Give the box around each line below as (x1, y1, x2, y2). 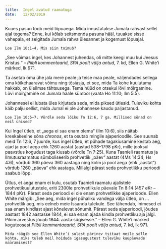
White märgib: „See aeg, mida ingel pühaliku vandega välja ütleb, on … (5, 195, 149, 201)
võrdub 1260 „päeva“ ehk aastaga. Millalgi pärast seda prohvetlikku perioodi (5, 165, 161, 171)
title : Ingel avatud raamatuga (5, 7, 72, 12)
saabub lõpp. (5, 170, 32, 176)
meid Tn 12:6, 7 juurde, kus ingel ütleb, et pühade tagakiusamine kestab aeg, (5, 138, 162, 144)
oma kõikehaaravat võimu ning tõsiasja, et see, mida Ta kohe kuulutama (5, 80, 152, 86)
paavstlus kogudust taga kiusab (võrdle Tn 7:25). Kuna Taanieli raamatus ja (5, 149, 158, 155)
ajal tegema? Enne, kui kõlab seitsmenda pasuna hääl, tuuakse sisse (5, 31, 145, 37)
